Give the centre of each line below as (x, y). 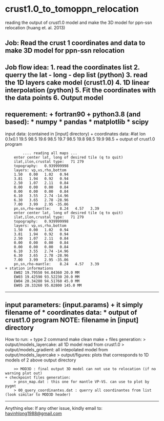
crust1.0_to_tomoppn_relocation (72, 9)
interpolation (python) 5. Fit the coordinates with (81, 90)
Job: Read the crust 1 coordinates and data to (75, 43)
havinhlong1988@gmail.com (33, 414)
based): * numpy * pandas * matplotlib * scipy (77, 122)
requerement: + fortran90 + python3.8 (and (73, 114)
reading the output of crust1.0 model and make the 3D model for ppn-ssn (79, 22)
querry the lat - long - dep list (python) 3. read (76, 75)
